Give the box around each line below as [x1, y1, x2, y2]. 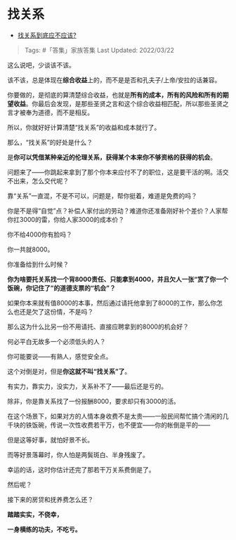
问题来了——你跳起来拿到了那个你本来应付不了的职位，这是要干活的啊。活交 [7, 168, 229, 176]
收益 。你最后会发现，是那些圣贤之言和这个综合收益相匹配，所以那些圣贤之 [13, 99, 229, 107]
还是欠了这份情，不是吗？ [19, 307, 93, 316]
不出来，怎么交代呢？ [7, 176, 69, 185]
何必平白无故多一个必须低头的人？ [7, 337, 106, 345]
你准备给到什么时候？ [7, 260, 69, 268]
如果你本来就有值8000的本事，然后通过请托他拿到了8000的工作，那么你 [7, 298, 217, 307]
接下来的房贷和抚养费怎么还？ [7, 495, 93, 503]
